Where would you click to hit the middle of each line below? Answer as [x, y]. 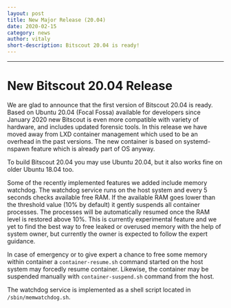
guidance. [21, 241]
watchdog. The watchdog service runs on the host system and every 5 [107, 190]
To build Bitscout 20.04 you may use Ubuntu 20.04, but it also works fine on [115, 162]
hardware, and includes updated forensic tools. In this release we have [107, 126]
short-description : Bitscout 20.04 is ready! [73, 45]
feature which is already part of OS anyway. [93, 148]
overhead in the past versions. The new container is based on [95, 141]
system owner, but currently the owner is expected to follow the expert [108, 234]
